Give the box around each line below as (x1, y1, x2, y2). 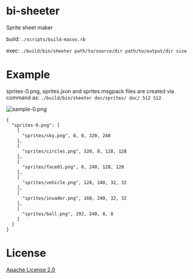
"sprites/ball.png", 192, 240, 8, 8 (22, 210, 114, 217)
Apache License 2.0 (6, 266, 56, 273)
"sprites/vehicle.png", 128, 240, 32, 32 (22, 179, 127, 185)
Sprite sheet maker (6, 24, 53, 31)
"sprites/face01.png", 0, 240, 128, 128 (22, 164, 124, 170)
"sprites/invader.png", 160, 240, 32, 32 (22, 195, 127, 201)
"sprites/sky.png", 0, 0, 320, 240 (22, 132, 111, 138)
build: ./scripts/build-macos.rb (6, 35, 85, 42)
